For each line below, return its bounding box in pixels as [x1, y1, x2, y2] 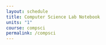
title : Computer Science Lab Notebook [6, 14, 100, 20]
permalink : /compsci [6, 30, 56, 36]
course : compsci [6, 25, 45, 31]
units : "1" [6, 19, 33, 25]
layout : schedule [6, 8, 48, 15]
